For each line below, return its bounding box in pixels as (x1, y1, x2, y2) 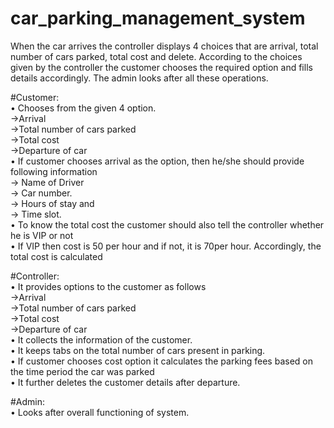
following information (10, 165, 98, 177)
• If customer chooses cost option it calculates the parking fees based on (10, 355, 313, 367)
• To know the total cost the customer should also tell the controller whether (10, 218, 325, 231)
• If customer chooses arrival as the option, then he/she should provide (10, 155, 305, 167)
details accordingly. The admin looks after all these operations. (10, 72, 269, 84)
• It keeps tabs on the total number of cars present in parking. (10, 344, 266, 356)
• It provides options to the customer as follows (10, 280, 207, 292)
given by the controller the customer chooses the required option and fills (10, 61, 313, 73)
